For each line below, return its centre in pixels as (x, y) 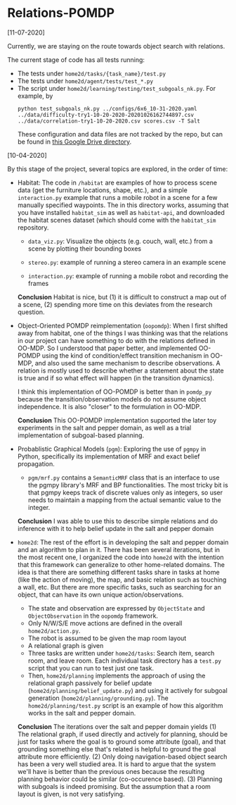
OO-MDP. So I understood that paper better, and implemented (107, 348)
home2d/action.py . (54, 630)
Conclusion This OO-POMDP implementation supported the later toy (117, 420)
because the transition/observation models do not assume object (112, 399)
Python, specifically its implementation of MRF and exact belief (109, 456)
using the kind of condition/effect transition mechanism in (125, 355)
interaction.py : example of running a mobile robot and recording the (128, 275)
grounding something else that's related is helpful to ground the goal (117, 749)
